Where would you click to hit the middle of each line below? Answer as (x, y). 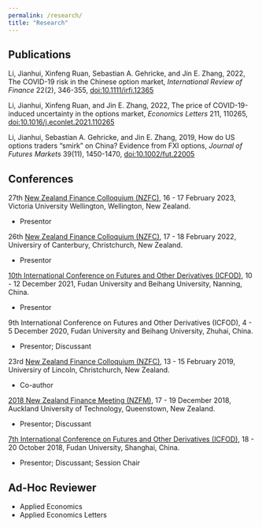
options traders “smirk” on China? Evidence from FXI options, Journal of (125, 146)
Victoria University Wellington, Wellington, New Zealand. (100, 206)
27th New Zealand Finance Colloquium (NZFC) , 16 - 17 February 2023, (122, 198)
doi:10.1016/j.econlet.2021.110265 (61, 122)
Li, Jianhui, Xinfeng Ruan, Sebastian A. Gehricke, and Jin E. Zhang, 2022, (127, 74)
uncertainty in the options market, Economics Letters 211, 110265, (142, 114)
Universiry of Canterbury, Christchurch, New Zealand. (96, 245)
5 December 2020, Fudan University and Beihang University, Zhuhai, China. (131, 331)
